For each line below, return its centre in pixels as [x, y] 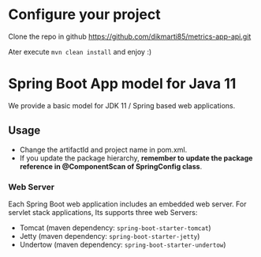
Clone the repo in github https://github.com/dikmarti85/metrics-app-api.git [130, 36]
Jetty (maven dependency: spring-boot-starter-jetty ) [110, 236]
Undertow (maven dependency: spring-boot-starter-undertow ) [123, 244]
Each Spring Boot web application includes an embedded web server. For [127, 204]
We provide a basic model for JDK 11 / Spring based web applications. [122, 105]
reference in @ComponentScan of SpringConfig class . [111, 166]
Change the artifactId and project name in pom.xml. [103, 149]
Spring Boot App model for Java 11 [122, 84]
